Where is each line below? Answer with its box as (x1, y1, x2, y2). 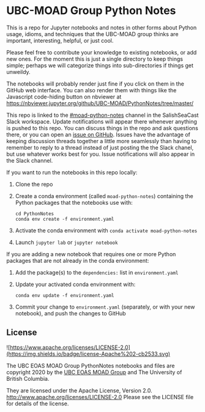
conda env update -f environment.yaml (15, 292, 114, 298)
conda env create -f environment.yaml (15, 216, 114, 222)
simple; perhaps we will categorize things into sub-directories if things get (6, 62, 194, 69)
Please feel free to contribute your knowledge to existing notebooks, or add (6, 48, 197, 56)
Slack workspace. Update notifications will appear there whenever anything (6, 117, 198, 125)
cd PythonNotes (15, 210, 54, 217)
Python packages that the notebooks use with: (15, 199, 133, 206)
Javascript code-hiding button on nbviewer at (6, 93, 122, 100)
